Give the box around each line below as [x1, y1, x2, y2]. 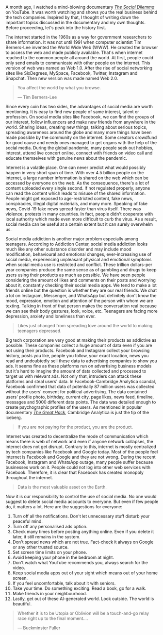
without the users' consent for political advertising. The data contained [5, 389, 147, 395]
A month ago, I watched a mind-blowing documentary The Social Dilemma [5, 4, 155, 10]
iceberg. [5, 415, 22, 420]
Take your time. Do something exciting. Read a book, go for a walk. [12, 585, 147, 591]
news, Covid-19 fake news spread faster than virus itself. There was [5, 206, 141, 212]
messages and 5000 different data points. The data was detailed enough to [5, 399, 156, 405]
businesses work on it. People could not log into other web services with [5, 465, 151, 470]
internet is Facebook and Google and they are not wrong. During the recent [5, 454, 156, 460]
